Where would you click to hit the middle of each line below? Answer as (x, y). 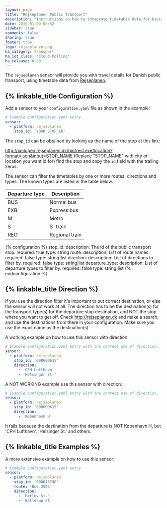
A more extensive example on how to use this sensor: (60, 459)
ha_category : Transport (30, 51)
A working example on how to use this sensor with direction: (67, 337)
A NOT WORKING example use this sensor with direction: (64, 384)
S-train (58, 226)
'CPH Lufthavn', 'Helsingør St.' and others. (48, 431)
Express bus (64, 210)
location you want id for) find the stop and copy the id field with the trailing (82, 161)
